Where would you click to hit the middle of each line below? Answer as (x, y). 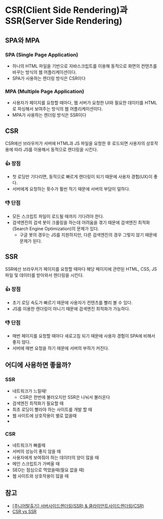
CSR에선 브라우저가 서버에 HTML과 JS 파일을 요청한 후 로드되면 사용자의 (75, 143)
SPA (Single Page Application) (42, 55)
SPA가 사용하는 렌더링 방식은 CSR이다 (49, 78)
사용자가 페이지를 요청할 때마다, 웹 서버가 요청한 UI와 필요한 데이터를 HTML (84, 103)
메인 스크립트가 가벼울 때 (36, 463)
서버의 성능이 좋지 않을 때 (37, 451)
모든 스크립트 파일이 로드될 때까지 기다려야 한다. (58, 216)
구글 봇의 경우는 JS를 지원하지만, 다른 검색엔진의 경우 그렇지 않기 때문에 (88, 235)
